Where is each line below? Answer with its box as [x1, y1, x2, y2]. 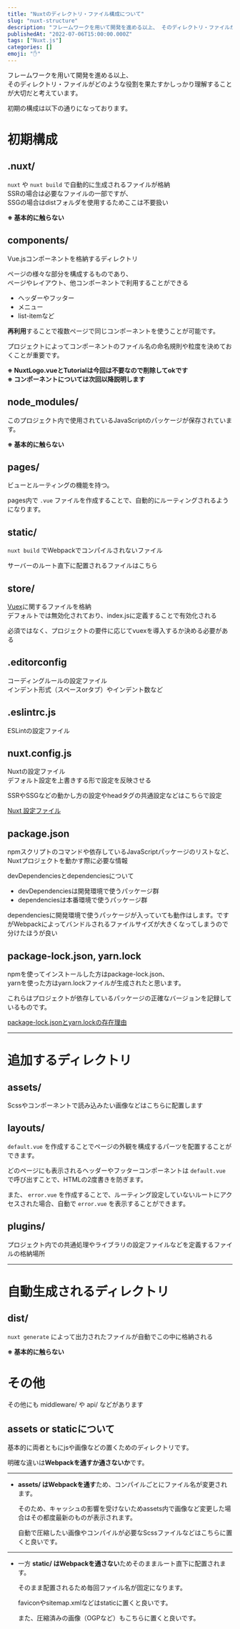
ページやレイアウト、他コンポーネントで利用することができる [7, 278, 189, 287]
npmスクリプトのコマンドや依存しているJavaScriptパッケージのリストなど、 [7, 847, 233, 856]
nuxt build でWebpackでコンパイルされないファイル [7, 546, 163, 554]
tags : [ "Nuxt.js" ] [7, 37, 62, 44]
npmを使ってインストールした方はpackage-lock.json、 [7, 970, 169, 978]
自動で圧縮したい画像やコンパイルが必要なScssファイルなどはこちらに [17, 1528, 226, 1537]
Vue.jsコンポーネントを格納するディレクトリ [7, 254, 138, 263]
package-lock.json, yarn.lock [7, 950, 141, 962]
